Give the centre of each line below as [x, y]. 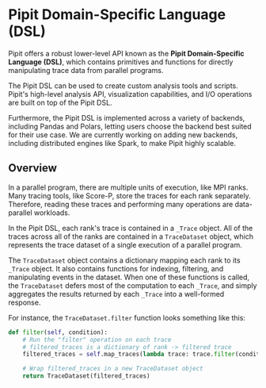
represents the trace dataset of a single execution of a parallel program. [125, 244]
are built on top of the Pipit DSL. [60, 102]
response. [25, 302]
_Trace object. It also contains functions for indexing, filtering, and [116, 268]
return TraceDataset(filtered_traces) [86, 376]
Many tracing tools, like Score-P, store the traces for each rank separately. [129, 195]
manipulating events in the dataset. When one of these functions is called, [129, 277]
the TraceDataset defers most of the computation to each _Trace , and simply [133, 285]
